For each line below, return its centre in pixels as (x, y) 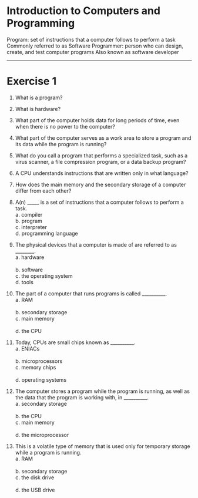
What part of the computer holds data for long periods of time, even (97, 120)
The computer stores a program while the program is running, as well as (103, 391)
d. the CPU (28, 331)
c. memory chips (36, 367)
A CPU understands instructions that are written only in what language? (102, 173)
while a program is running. (48, 452)
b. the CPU (28, 416)
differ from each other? (43, 191)
